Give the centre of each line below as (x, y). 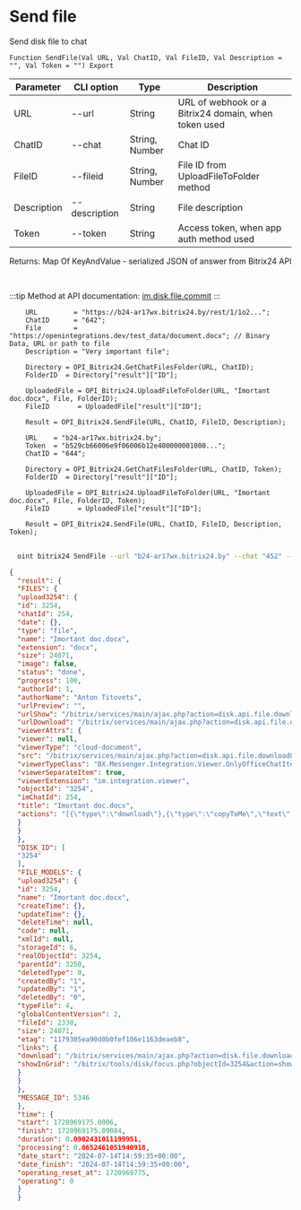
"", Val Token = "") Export (62, 65)
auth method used (216, 239)
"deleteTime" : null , (56, 923)
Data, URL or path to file (60, 344)
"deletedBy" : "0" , (52, 997)
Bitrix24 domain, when (225, 113)
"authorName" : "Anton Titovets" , (80, 697)
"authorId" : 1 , (46, 689)
